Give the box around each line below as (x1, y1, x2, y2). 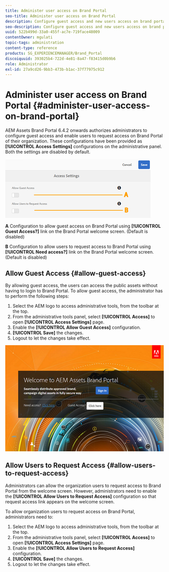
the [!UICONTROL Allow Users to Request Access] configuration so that (5, 493, 156, 499)
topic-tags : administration (5, 40, 64, 45)
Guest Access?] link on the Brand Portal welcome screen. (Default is (5, 228, 148, 234)
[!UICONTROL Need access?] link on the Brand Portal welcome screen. (5, 249, 154, 255)
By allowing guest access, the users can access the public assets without (5, 282, 158, 288)
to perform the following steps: (5, 293, 69, 299)
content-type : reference (5, 45, 57, 51)
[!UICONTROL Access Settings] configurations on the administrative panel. (5, 144, 162, 150)
